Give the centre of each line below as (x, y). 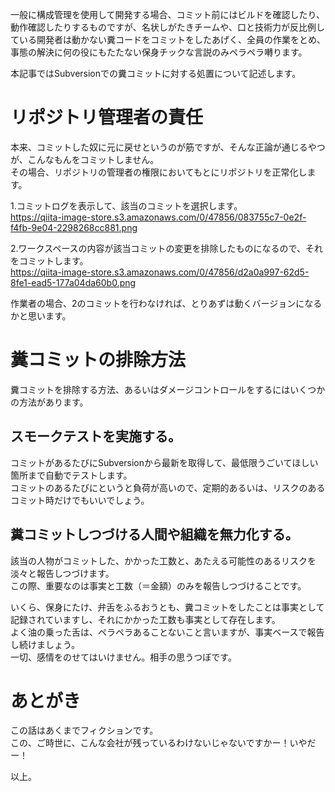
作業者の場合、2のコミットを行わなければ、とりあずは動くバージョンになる (166, 303)
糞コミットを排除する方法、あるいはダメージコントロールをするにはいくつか (168, 389)
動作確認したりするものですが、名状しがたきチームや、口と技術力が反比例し (167, 27)
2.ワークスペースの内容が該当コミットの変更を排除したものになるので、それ (166, 248)
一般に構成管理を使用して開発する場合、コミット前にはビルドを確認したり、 (168, 14)
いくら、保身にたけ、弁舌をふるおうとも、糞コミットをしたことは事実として (167, 607)
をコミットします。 (49, 260)
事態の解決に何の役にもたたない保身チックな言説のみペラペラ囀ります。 (159, 52)
